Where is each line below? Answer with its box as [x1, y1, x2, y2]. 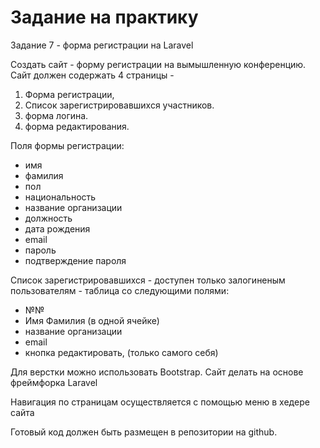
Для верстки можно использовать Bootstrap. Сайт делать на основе [10, 366, 304, 378]
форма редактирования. [24, 120, 130, 132]
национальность [24, 191, 97, 203]
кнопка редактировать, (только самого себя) [24, 346, 219, 358]
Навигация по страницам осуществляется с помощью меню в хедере [10, 396, 310, 408]
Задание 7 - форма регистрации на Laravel [10, 39, 194, 51]
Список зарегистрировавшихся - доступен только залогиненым [10, 274, 286, 286]
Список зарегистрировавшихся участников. [24, 99, 215, 111]
